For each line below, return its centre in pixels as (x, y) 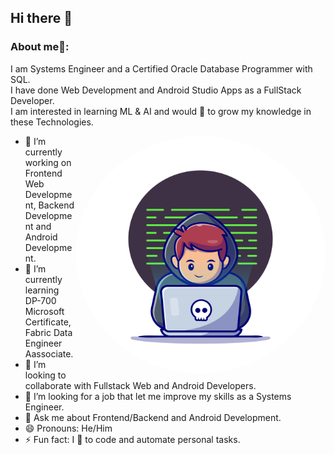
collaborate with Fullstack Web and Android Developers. (140, 385)
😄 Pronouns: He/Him (68, 428)
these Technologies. (52, 122)
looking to (45, 375)
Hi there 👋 (41, 18)
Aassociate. (49, 353)
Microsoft (44, 311)
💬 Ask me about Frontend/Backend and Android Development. (153, 417)
